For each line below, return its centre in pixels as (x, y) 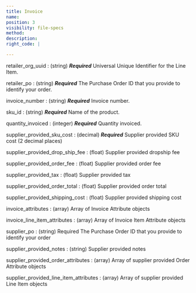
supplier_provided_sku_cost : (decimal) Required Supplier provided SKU (93, 134)
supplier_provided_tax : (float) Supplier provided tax (69, 175)
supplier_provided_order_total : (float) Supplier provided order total (86, 186)
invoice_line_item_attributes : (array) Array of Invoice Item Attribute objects (96, 220)
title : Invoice (24, 11)
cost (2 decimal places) (34, 141)
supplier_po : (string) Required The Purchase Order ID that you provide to (94, 231)
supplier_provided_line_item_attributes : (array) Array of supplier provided (95, 277)
